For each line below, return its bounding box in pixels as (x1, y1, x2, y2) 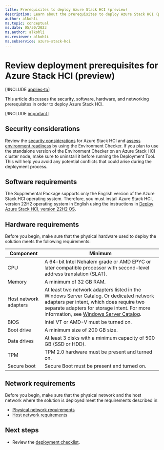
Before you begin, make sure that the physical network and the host (5, 392, 142, 398)
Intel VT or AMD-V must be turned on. (44, 319, 132, 326)
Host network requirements (12, 412, 67, 418)
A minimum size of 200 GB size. (44, 327, 118, 333)
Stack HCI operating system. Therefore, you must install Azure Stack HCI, (5, 196, 153, 202)
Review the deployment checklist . (12, 439, 80, 445)
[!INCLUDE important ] (5, 110, 49, 116)
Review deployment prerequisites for (5, 60, 159, 71)
